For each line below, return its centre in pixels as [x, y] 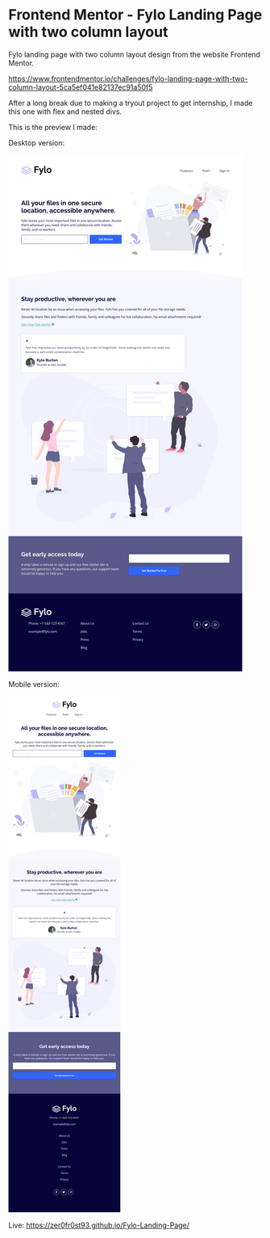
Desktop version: [37, 142]
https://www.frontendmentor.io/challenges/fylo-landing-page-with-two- [128, 78]
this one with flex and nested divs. [65, 112]
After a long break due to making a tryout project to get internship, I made [131, 103]
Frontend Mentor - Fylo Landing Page [135, 15]
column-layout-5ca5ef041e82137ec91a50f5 [81, 87]
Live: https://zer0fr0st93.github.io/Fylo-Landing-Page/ [99, 1225]
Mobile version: [34, 684]
